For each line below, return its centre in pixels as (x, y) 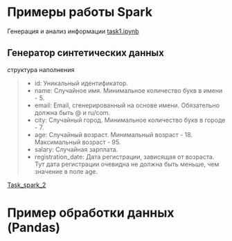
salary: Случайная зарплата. (76, 149)
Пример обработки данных (91, 213)
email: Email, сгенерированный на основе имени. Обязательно (127, 105)
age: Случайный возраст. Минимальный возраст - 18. (113, 134)
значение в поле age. (66, 171)
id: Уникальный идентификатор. (81, 83)
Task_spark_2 (27, 185)
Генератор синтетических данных (86, 53)
